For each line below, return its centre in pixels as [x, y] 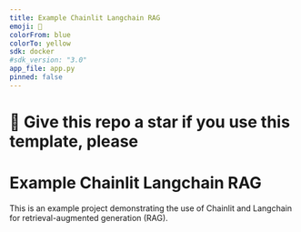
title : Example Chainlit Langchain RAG [85, 18]
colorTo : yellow [40, 43]
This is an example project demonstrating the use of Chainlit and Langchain [151, 208]
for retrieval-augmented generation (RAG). [89, 217]
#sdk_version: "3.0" [49, 60]
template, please [74, 141]
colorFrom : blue [40, 35]
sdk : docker [32, 52]
